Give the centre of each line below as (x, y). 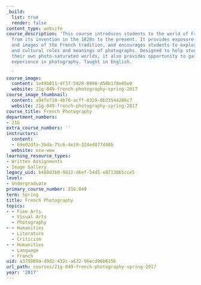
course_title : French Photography (49, 111)
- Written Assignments (34, 161)
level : (14, 178)
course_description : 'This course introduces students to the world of (97, 34)
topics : (16, 206)
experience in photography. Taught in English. (72, 62)
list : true (25, 17)
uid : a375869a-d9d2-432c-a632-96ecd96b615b (61, 261)
